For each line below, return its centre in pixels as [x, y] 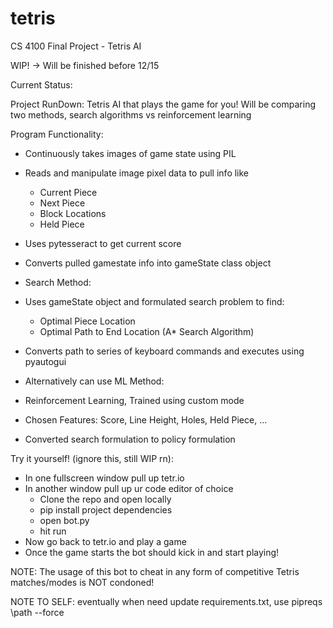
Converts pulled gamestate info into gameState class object [148, 263]
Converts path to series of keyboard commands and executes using [164, 351]
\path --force [37, 612]
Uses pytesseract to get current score [103, 243]
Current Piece [68, 192]
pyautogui [45, 361]
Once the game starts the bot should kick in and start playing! [152, 552]
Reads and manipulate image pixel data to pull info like [137, 173]
